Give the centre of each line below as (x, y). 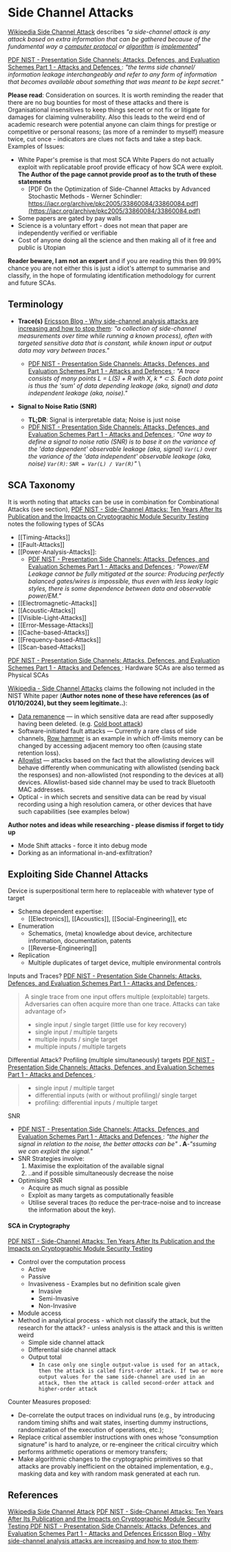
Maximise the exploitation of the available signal (96, 1166)
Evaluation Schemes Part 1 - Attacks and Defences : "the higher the (113, 1137)
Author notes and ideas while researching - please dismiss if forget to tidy (116, 825)
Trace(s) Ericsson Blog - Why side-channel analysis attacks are (108, 321)
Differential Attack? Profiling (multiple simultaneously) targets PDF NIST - (111, 1060)
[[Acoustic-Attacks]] (47, 610)
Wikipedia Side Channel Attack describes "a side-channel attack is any (109, 32)
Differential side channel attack (72, 1349)
